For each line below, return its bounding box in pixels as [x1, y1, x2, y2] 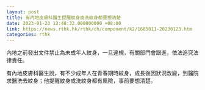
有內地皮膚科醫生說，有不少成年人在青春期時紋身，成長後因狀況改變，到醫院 [6, 69, 199, 77]
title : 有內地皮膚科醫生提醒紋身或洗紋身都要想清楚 [6, 15, 121, 21]
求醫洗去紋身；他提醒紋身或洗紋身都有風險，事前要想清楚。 [6, 77, 156, 85]
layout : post [6, 9, 40, 15]
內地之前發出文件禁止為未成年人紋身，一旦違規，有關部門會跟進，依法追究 [6, 49, 193, 57]
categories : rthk [6, 32, 51, 38]
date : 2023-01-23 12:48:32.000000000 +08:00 [6, 20, 121, 26]
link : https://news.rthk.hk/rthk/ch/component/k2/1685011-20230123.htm [6, 26, 192, 32]
